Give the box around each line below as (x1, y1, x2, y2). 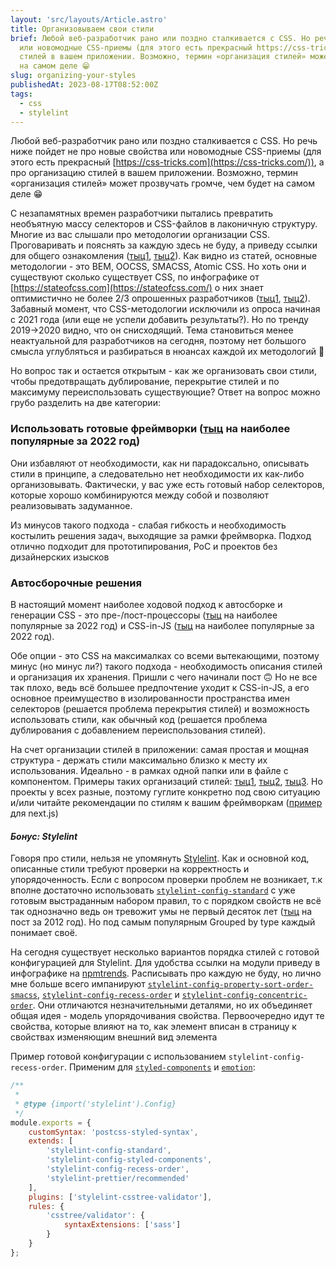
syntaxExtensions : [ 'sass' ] (63, 1220, 182, 1230)
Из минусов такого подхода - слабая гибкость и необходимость (10, 519, 287, 531)
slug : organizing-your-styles (10, 71, 137, 81)
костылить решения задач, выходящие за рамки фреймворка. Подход (10, 529, 312, 541)
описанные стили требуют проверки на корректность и (10, 863, 250, 875)
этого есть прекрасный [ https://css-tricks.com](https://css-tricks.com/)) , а (10, 156, 325, 168)
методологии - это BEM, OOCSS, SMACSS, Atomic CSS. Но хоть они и (10, 261, 307, 273)
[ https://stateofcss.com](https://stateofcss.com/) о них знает (10, 282, 264, 294)
